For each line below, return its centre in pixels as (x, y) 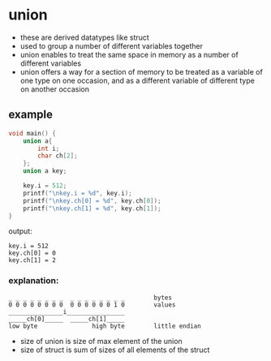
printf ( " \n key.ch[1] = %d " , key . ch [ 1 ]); (92, 208)
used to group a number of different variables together (111, 45)
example (31, 115)
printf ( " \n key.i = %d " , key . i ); (77, 193)
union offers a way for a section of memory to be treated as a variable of (142, 71)
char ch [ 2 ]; (58, 156)
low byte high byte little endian (105, 326)
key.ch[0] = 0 (32, 253)
